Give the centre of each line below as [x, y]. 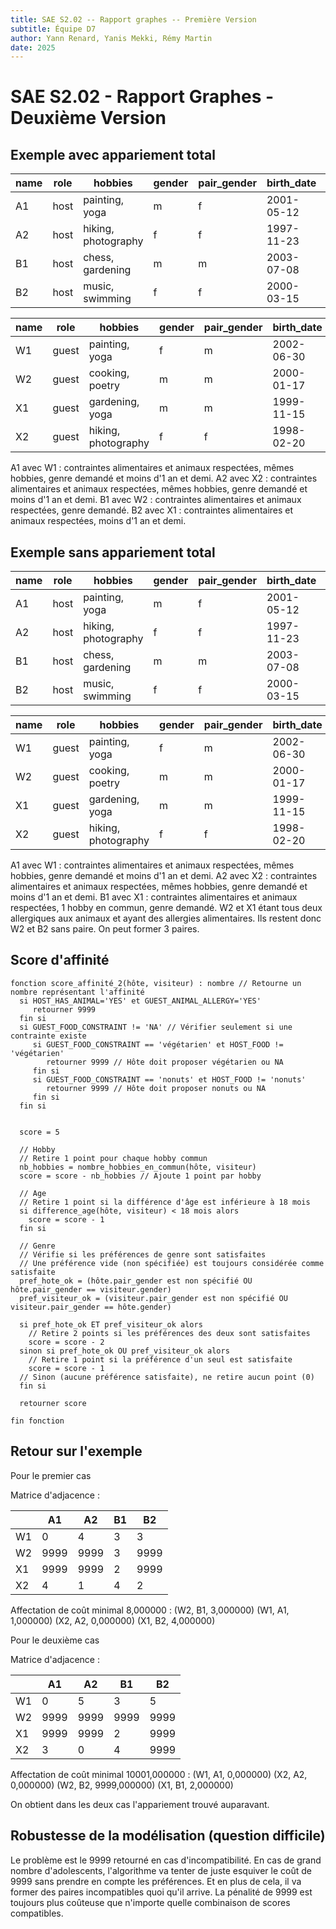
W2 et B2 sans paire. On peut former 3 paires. [105, 929]
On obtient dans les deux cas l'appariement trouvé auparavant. [140, 1804]
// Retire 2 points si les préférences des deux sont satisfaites [169, 1333]
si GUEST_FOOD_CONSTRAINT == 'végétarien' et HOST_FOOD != [158, 1044]
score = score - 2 [66, 1342]
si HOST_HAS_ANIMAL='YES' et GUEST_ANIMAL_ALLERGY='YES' [140, 1001]
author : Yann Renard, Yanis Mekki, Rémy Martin [111, 38]
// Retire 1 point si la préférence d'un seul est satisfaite [160, 1359]
